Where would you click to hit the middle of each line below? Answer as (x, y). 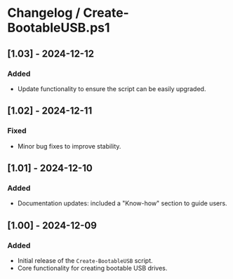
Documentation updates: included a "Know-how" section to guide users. (122, 203)
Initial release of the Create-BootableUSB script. (85, 260)
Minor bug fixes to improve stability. (69, 146)
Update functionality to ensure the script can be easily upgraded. (112, 88)
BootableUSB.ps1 (59, 28)
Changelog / (44, 13)
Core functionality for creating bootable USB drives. (92, 268)
